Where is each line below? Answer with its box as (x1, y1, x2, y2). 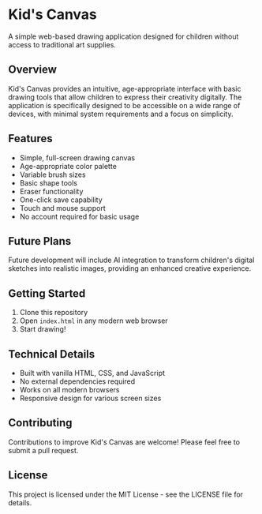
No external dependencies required (19, 377, 136, 386)
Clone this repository (19, 308, 88, 317)
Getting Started (8, 287, 86, 300)
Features (8, 132, 53, 145)
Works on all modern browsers (19, 385, 120, 394)
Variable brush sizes (19, 170, 86, 179)
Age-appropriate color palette (19, 161, 117, 171)
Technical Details (8, 347, 95, 361)
